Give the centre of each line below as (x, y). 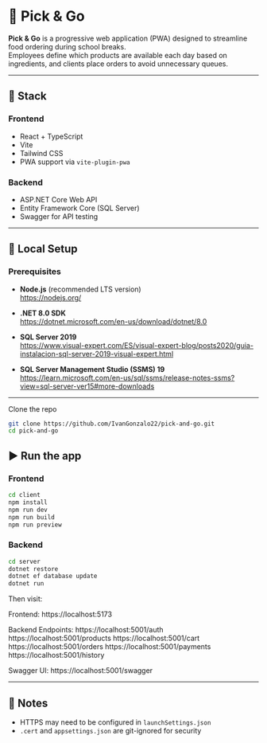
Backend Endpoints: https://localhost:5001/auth (86, 630)
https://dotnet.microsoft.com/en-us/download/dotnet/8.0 (113, 321)
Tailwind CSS (41, 153)
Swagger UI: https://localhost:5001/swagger (81, 671)
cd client (25, 495)
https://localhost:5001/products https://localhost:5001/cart (104, 638)
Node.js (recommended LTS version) (80, 289)
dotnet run (26, 584)
